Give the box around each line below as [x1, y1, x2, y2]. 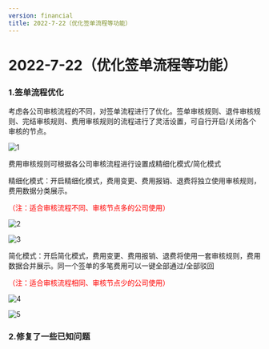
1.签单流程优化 [8, 86, 64, 98]
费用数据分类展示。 [8, 186, 72, 195]
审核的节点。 [8, 126, 50, 136]
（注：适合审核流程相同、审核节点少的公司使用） [8, 278, 170, 287]
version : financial [8, 11, 74, 20]
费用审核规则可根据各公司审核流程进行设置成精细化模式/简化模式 [8, 158, 222, 168]
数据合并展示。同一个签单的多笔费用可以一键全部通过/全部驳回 [8, 261, 215, 271]
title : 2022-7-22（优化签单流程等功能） [8, 19, 132, 27]
